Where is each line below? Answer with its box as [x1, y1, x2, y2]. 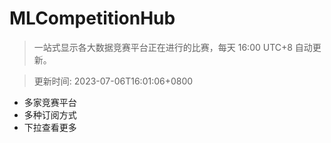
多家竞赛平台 [23, 96, 77, 108]
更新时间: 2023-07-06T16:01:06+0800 [33, 75, 194, 87]
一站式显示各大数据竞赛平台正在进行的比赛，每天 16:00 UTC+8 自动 [33, 41, 313, 53]
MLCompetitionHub [9, 7, 176, 30]
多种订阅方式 [23, 108, 77, 121]
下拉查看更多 [23, 121, 77, 133]
